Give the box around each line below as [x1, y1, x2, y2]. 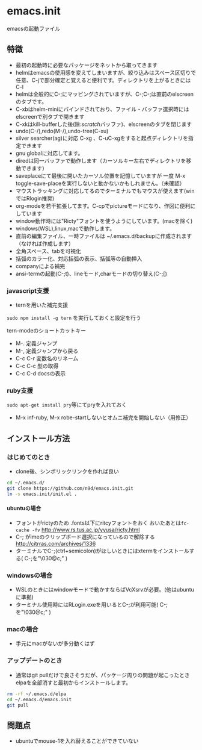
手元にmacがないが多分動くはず [15, 640, 95, 647]
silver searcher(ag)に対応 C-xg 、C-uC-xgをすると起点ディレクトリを [15, 134, 189, 142]
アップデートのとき [7, 657, 63, 665]
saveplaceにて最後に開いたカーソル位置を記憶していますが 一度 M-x [15, 172, 186, 179]
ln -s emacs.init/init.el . [7, 491, 78, 497]
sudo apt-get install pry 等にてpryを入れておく [7, 401, 127, 408]
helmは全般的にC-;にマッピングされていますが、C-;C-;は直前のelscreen [15, 90, 194, 98]
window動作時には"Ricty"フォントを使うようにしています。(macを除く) [15, 217, 193, 224]
